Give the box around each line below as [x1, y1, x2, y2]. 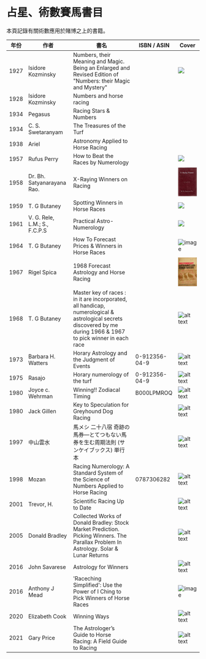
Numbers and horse [73, 92, 124, 99]
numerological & [73, 308, 115, 315]
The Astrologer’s [73, 624, 115, 631]
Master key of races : [73, 288, 127, 296]
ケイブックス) [78, 446, 113, 454]
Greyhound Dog [73, 407, 113, 415]
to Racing [73, 644, 97, 651]
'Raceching [73, 575, 102, 582]
